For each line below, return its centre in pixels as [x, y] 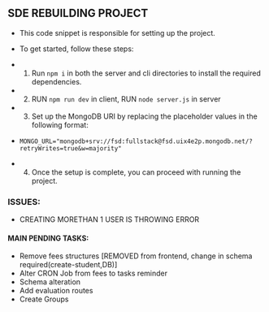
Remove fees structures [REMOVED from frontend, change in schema [136, 256]
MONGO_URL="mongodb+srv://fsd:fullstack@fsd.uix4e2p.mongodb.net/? [136, 141]
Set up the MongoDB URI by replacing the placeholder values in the [144, 116]
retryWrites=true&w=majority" [71, 148]
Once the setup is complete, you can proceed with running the [136, 172]
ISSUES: [24, 201]
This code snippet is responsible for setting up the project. [117, 32]
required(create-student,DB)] [68, 265]
